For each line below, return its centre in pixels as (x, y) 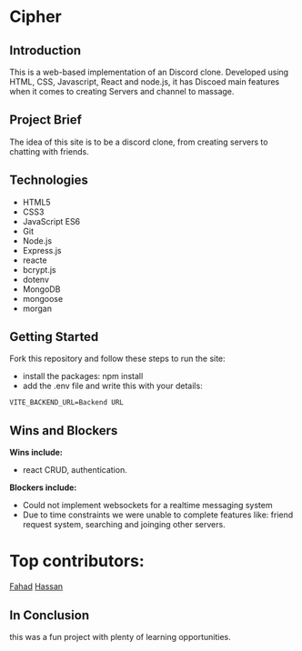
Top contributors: (77, 561)
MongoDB (41, 289)
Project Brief (45, 120)
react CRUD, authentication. (75, 470)
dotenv (36, 279)
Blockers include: (43, 487)
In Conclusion (49, 615)
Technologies (49, 180)
